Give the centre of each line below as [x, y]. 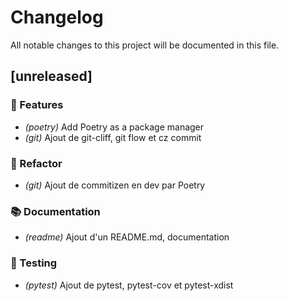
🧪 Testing [34, 263]
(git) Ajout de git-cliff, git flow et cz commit [113, 137]
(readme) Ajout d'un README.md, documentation [127, 237]
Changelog [57, 17]
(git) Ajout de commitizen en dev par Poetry [115, 185]
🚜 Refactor [36, 163]
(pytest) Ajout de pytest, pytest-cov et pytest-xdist [129, 285]
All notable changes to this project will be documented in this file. [145, 45]
